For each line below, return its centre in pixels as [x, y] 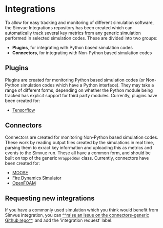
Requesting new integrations [50, 198]
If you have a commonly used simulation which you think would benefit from [82, 210]
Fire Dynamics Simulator [37, 178]
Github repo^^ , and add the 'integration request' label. [59, 220]
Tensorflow [23, 110]
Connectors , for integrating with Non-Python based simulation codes [82, 53]
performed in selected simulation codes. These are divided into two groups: [81, 38]
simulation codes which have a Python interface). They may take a [87, 85]
